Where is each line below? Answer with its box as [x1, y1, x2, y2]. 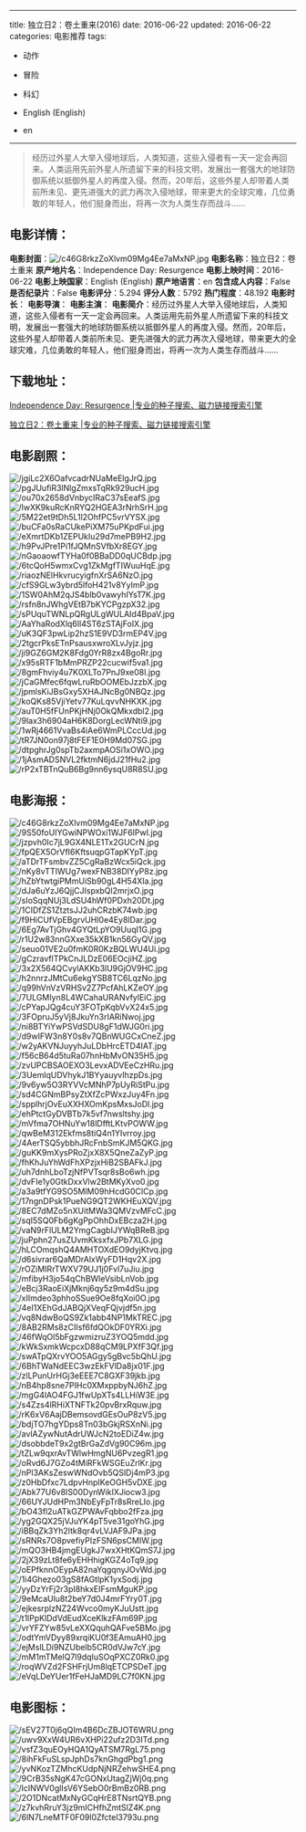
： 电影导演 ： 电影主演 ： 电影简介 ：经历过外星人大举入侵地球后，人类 [17, 298, 280, 309]
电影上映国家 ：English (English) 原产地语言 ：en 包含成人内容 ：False [35, 276, 291, 287]
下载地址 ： [9, 373, 70, 389]
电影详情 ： [9, 227, 70, 243]
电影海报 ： [9, 792, 70, 808]
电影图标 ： [9, 1700, 70, 1715]
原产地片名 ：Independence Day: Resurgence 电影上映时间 [35, 264, 255, 275]
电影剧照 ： [9, 448, 70, 464]
